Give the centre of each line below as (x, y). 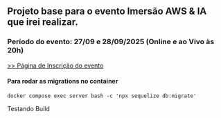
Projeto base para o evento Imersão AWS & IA (107, 11)
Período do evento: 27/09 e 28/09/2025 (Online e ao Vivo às (111, 42)
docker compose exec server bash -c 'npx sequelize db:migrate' (102, 96)
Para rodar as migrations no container (63, 81)
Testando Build (28, 108)
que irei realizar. (43, 22)
